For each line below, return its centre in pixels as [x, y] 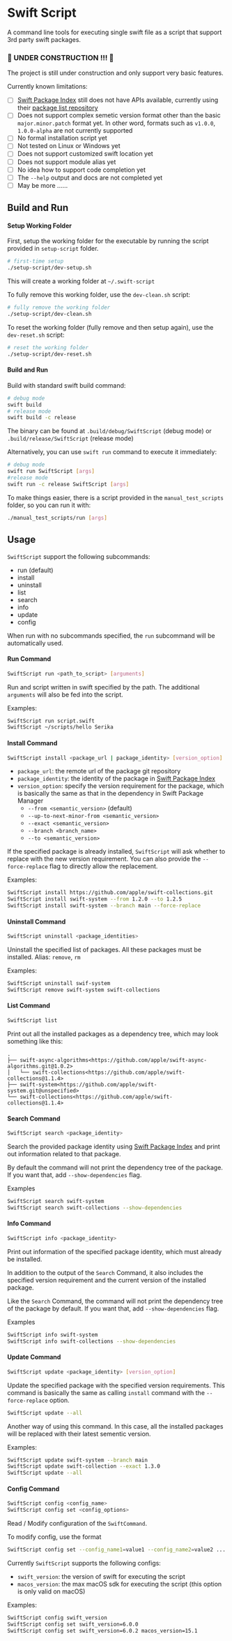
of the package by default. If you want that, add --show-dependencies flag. [113, 1308]
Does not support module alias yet [67, 161]
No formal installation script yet [62, 138]
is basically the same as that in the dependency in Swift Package [110, 794]
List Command [29, 1006]
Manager [30, 801]
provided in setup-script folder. [53, 249]
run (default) [35, 570]
